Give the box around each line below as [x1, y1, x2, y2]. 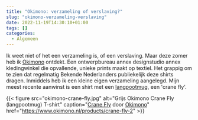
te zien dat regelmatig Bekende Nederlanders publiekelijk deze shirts [6, 71, 174, 78]
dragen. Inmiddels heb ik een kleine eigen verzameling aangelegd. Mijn [6, 77, 180, 84]
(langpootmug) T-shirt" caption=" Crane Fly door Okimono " [6, 101, 150, 108]
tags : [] [6, 25, 28, 31]
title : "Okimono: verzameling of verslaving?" [6, 8, 123, 15]
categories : [6, 31, 35, 36]
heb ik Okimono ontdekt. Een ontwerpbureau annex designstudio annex [6, 58, 181, 65]
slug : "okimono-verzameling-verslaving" [6, 14, 108, 20]
